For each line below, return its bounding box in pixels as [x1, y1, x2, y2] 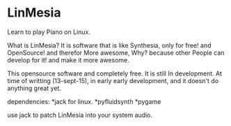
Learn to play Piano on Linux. [7, 28, 90, 36]
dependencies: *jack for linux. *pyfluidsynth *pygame [7, 97, 161, 105]
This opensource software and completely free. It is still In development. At [7, 69, 223, 78]
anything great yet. [7, 84, 61, 92]
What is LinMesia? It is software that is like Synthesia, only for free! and [7, 41, 212, 49]
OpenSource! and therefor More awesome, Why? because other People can [7, 48, 225, 57]
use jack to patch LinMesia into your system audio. [7, 111, 153, 119]
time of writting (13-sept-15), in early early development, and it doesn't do [7, 76, 219, 84]
